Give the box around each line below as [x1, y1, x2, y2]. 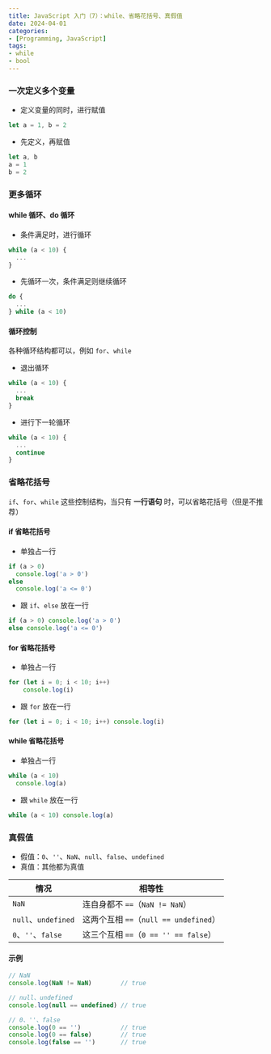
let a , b [8, 153, 38, 162]
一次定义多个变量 [8, 85, 75, 96]
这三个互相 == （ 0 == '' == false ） [82, 929, 217, 940]
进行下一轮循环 [19, 417, 70, 427]
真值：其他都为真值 [19, 861, 85, 871]
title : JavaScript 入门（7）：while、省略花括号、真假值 [8, 11, 184, 20]
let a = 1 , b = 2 [8, 121, 67, 129]
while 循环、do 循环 [8, 210, 75, 220]
